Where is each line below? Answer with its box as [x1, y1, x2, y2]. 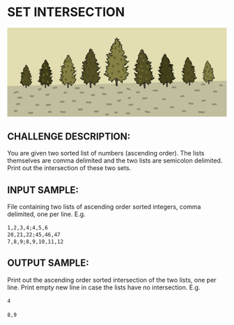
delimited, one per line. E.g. [7, 210, 86, 218]
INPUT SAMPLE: [7, 184, 79, 196]
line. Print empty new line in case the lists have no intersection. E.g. [7, 283, 201, 292]
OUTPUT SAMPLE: [7, 257, 89, 269]
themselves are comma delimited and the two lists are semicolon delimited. [7, 156, 223, 165]
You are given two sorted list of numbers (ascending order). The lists [7, 149, 205, 158]
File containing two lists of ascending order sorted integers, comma [7, 203, 201, 211]
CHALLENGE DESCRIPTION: [7, 130, 131, 142]
